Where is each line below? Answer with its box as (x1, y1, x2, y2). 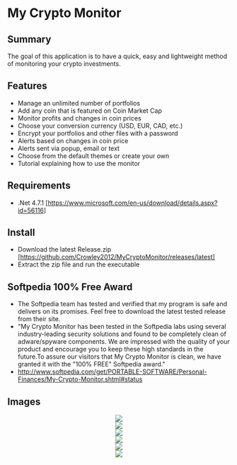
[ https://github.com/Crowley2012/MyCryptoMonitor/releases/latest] (17, 253, 216, 262)
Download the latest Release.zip (17, 245, 112, 254)
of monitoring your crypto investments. (7, 60, 122, 68)
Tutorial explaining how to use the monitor (17, 159, 140, 167)
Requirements (7, 179, 71, 192)
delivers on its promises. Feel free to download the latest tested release (17, 307, 226, 316)
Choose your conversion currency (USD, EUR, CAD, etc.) (17, 121, 183, 130)
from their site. (17, 315, 61, 323)
